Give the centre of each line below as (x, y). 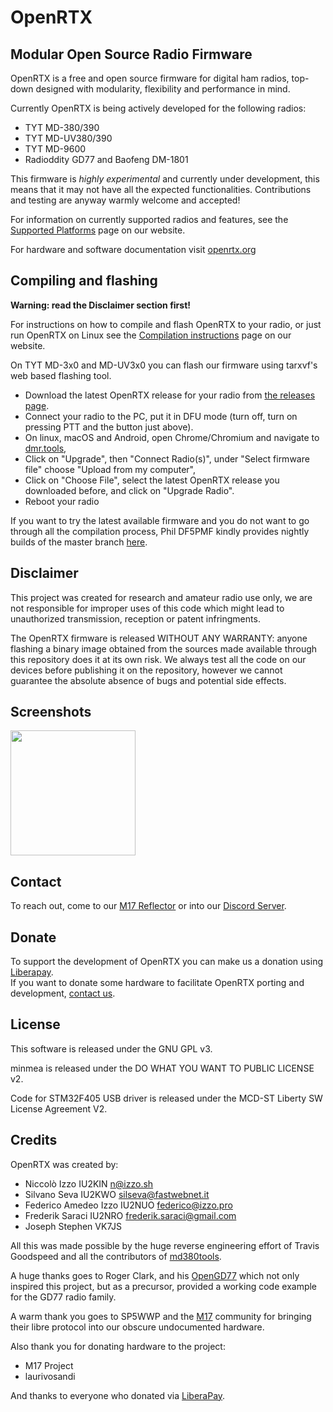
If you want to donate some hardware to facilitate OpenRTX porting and (157, 983)
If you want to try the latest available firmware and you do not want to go (160, 520)
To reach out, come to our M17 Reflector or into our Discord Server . (148, 906)
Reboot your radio (62, 501)
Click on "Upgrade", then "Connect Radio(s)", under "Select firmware (167, 458)
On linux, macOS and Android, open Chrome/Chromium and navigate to (172, 437)
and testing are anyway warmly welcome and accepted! (125, 200)
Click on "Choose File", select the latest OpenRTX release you (152, 480)
